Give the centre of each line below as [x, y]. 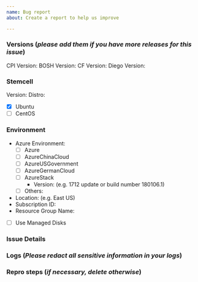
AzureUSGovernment [51, 164]
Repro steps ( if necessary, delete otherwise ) [74, 272]
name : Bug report [29, 12]
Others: [34, 191]
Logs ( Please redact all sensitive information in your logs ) [94, 255]
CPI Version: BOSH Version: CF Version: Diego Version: [76, 66]
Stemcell [20, 82]
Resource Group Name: [45, 211]
